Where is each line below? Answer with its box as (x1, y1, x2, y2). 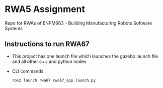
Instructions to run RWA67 (5, 40, 90, 48)
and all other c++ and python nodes (12, 58, 87, 64)
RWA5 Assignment (5, 3, 85, 15)
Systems (5, 25, 23, 31)
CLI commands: (12, 68, 45, 74)
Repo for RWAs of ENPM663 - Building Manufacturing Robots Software (5, 20, 152, 26)
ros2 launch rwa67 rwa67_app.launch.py (12, 77, 96, 83)
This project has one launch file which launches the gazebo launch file (12, 53, 158, 59)
